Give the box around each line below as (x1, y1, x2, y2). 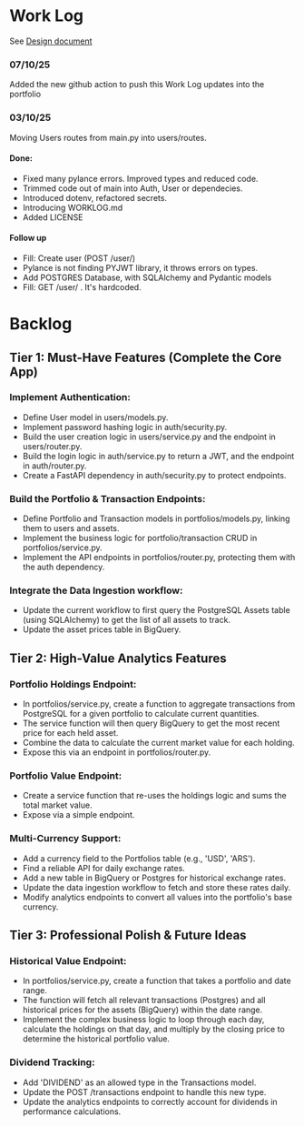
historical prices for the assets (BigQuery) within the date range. (22, 1004, 263, 1015)
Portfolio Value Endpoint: (9, 769, 123, 782)
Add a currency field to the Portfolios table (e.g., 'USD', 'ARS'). (22, 852, 256, 864)
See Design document (9, 35, 93, 46)
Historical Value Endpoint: (9, 955, 127, 967)
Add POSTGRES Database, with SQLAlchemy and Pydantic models (22, 272, 272, 283)
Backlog (9, 314, 73, 335)
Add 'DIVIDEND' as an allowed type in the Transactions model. (22, 1077, 257, 1088)
